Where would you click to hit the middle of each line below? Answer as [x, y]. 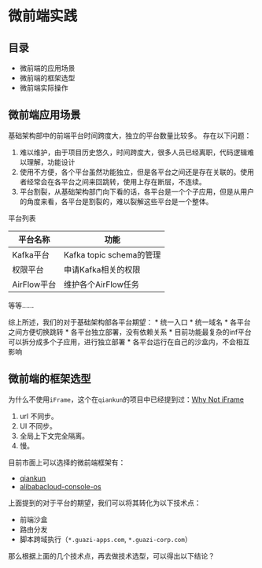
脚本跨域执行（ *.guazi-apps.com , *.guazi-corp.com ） [105, 539]
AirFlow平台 [34, 284]
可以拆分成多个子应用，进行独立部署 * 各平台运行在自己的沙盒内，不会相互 [129, 342]
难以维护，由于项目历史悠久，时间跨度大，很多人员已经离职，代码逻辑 [133, 152]
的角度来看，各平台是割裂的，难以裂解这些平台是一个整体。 [116, 201]
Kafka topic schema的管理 [113, 254]
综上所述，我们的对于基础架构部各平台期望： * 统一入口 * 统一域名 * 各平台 [129, 322]
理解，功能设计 [51, 161]
